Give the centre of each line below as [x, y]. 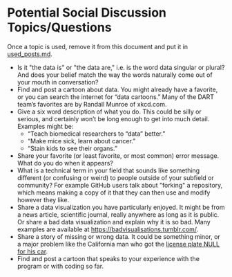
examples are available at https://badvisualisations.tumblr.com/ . [108, 229]
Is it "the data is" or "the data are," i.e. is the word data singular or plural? [121, 67]
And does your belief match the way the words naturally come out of [115, 75]
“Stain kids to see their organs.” [72, 148]
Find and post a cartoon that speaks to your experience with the [108, 258]
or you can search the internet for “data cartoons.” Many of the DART [116, 97]
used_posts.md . [30, 54]
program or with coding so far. [60, 266]
